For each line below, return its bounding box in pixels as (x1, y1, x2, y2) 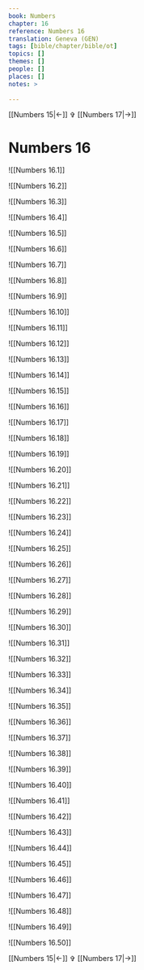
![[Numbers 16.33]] (8, 670, 71, 679)
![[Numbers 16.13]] (8, 355, 70, 365)
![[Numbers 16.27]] (8, 575, 71, 585)
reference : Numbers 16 (8, 27, 85, 35)
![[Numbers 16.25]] (8, 544, 71, 553)
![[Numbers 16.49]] (8, 922, 72, 932)
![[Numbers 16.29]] (8, 607, 72, 617)
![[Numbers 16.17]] (8, 417, 70, 427)
